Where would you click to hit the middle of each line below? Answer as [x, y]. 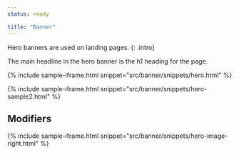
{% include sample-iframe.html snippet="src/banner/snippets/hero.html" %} [120, 75]
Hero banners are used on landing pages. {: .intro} [81, 47]
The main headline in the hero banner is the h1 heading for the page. [108, 61]
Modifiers [30, 119]
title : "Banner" [31, 27]
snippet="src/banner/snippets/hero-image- [164, 136]
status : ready [29, 14]
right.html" [23, 144]
